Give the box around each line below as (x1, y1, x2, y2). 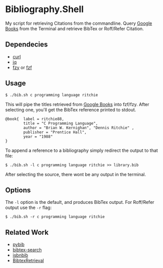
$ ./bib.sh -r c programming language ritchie (5, 215, 105, 220)
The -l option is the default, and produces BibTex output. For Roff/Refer (5, 199, 155, 205)
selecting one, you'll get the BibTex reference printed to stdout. (5, 106, 136, 113)
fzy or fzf (12, 64, 32, 70)
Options (5, 186, 31, 194)
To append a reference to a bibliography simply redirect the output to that (5, 147, 158, 153)
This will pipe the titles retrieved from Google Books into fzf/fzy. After (5, 101, 150, 107)
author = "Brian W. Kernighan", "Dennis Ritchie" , (23, 125, 135, 130)
